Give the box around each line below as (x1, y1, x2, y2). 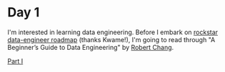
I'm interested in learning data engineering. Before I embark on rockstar (7, 28, 219, 36)
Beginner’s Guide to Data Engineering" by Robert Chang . (7, 43, 174, 51)
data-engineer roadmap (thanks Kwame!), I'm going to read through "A (7, 35, 216, 43)
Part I (7, 56, 24, 65)
